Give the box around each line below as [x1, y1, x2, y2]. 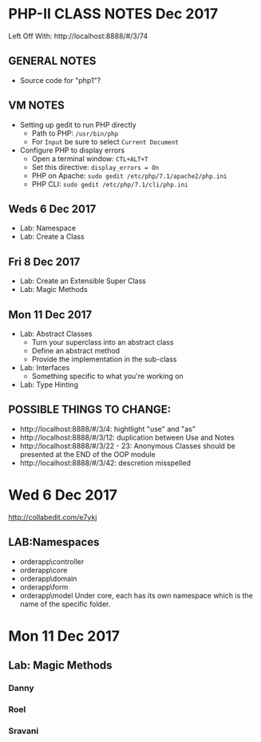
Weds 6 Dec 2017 [8, 202, 97, 215]
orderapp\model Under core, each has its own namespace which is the [19, 590, 253, 600]
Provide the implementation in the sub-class [31, 354, 177, 364]
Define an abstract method [31, 346, 121, 355]
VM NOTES [8, 99, 65, 112]
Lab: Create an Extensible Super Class [19, 276, 146, 286]
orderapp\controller [19, 556, 85, 566]
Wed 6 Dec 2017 [8, 486, 118, 503]
